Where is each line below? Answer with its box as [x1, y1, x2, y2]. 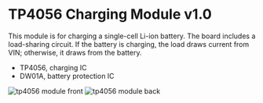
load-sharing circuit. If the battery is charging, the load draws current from [8, 39, 250, 48]
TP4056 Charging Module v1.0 [8, 5, 212, 23]
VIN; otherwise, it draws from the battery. [8, 48, 143, 57]
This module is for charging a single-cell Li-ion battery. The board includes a [8, 31, 256, 41]
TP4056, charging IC [19, 62, 88, 72]
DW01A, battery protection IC [19, 71, 115, 80]
